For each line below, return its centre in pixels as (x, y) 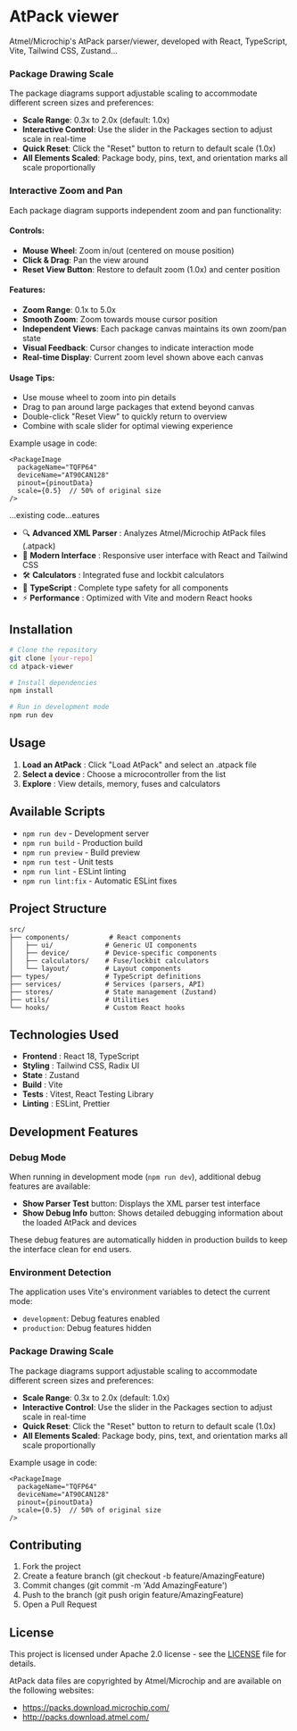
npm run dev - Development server (86, 833)
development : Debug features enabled (91, 1318)
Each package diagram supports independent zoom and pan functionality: (146, 210)
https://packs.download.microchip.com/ (95, 1708)
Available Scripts (57, 811)
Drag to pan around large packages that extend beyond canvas (138, 407)
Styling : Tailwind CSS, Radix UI (81, 1066)
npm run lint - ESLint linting (74, 871)
